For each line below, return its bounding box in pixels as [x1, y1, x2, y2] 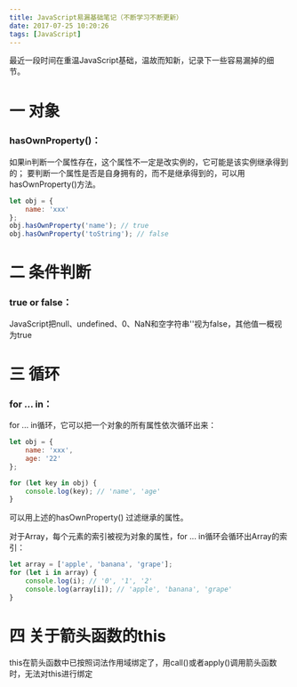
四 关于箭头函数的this [9, 626, 166, 646]
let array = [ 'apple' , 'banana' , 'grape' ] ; [9, 560, 173, 570]
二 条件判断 [9, 263, 92, 283]
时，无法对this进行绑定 [9, 668, 93, 679]
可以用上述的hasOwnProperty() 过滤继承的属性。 [9, 513, 189, 523]
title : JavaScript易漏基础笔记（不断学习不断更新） [9, 12, 183, 22]
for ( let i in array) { [9, 569, 98, 578]
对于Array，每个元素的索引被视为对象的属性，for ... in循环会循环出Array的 [9, 531, 280, 542]
